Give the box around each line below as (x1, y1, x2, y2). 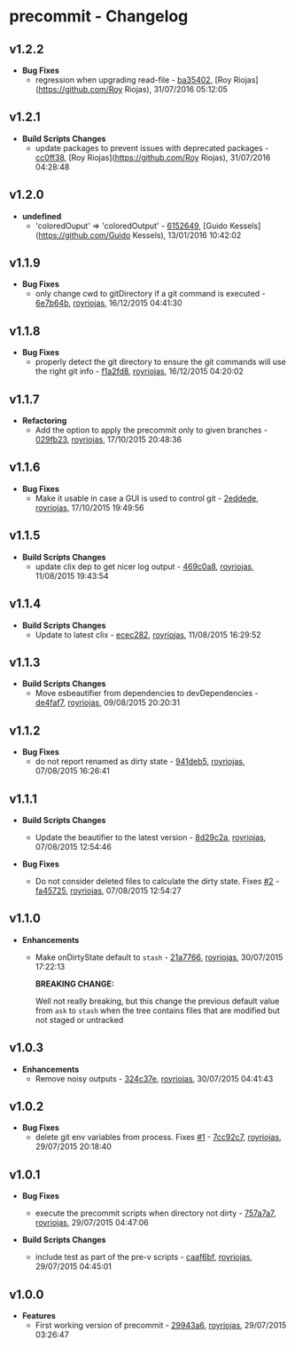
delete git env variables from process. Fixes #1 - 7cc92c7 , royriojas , (35, 1132, 282, 1143)
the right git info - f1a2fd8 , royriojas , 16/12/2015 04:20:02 (35, 366, 244, 376)
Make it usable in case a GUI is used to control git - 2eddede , (35, 493, 260, 503)
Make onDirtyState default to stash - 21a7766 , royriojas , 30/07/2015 (35, 952, 283, 963)
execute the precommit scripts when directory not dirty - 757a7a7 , (35, 1208, 276, 1218)
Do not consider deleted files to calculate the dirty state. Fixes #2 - (35, 876, 280, 886)
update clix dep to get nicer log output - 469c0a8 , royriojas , (35, 561, 254, 572)
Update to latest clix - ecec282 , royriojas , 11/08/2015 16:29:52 (35, 629, 261, 640)
